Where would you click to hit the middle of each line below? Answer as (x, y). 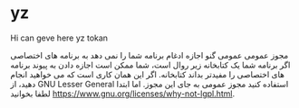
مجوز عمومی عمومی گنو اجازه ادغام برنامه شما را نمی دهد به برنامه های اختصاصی (149, 55)
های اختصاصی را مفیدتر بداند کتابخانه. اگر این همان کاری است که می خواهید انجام (147, 74)
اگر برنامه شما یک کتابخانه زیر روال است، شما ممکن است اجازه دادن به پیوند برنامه (150, 65)
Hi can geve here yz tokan (59, 38)
